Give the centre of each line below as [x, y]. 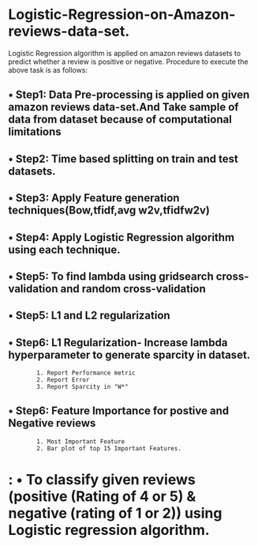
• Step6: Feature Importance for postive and [119, 411]
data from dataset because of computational [120, 120]
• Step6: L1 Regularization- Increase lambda [118, 343]
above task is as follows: [48, 70]
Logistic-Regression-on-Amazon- [122, 15]
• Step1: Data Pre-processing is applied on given [129, 95]
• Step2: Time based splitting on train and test [123, 158]
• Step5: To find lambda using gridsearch [111, 276]
